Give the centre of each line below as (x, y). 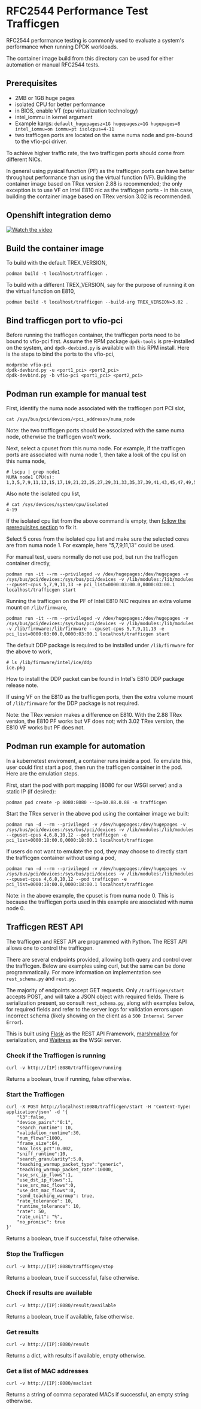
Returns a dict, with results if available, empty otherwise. (76, 1356)
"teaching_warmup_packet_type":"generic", (71, 1165)
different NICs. (24, 159)
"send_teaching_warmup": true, (56, 1196)
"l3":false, (32, 1117)
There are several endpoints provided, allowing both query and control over (99, 959)
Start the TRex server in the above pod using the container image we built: (98, 813)
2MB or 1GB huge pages (45, 98)
